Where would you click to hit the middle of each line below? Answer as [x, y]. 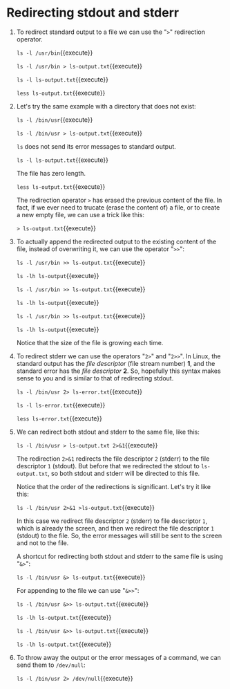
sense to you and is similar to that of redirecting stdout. [95, 378]
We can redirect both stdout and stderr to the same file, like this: [108, 432]
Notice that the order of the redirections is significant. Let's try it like [114, 486]
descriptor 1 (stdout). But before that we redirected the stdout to [108, 466]
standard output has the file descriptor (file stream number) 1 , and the [116, 363]
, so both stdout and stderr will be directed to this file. [124, 473]
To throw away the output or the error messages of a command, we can [119, 657]
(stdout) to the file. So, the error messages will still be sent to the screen [119, 535]
